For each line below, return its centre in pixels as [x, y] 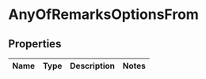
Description [92, 66]
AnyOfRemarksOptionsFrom [104, 15]
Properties [35, 44]
